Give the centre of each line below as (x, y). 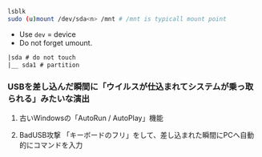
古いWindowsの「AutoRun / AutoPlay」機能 (91, 118)
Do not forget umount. (56, 42)
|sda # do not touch (42, 57)
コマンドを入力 (58, 145)
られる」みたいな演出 (48, 99)
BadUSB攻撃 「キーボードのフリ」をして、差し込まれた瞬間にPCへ (129, 135)
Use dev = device (48, 34)
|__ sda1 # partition (44, 65)
